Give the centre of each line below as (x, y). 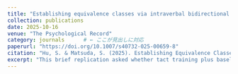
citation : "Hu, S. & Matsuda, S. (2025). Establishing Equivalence (109, 54)
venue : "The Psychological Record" (60, 33)
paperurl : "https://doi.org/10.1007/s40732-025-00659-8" (93, 47)
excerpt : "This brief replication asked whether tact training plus (110, 60)
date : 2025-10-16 (33, 27)
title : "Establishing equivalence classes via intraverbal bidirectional (119, 14)
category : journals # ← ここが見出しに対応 (75, 40)
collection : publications (45, 20)
